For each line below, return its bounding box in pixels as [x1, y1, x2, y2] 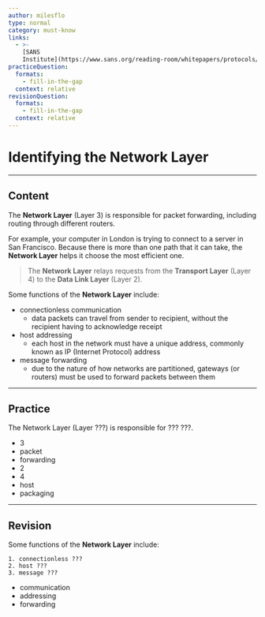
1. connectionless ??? [8, 555, 83, 563]
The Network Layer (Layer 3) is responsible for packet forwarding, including [8, 210, 257, 219]
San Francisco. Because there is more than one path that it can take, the [8, 242, 243, 252]
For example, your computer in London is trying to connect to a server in [8, 234, 244, 243]
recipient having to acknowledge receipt [31, 321, 162, 331]
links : [8, 33, 30, 42]
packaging [19, 488, 54, 498]
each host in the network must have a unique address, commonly [31, 338, 244, 348]
